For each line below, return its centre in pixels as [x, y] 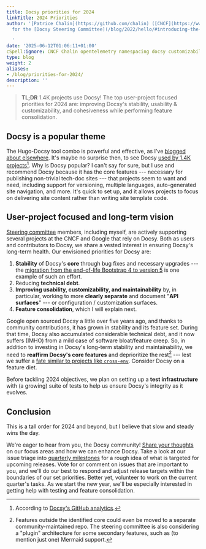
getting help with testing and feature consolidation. [71, 490]
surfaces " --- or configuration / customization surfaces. [86, 302]
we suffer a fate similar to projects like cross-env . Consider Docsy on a [96, 361]
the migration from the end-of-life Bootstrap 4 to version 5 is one [97, 270]
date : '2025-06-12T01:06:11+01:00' [52, 46]
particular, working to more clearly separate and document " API [97, 296]
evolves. [17, 393]
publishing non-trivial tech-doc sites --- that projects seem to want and [97, 178]
